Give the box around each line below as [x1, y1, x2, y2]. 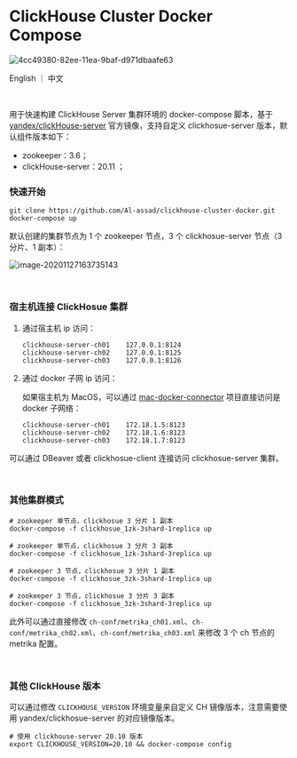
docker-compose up [9, 214, 77, 223]
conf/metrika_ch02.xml [9, 628, 93, 637]
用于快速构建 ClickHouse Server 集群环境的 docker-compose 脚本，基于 [9, 108, 273, 119]
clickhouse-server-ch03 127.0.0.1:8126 [21, 355, 182, 365]
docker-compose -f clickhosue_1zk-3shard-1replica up [9, 524, 213, 533]
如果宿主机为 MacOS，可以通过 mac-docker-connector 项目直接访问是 [21, 391, 281, 402]
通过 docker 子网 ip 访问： [21, 372, 118, 383]
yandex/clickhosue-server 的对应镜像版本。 [19, 713, 180, 723]
